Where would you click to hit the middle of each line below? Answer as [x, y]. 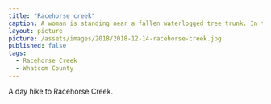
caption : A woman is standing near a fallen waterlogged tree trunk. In [133, 23]
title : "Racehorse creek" [52, 16]
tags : [17, 53]
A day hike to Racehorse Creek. [61, 91]
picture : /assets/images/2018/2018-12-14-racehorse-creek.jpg [115, 38]
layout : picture [35, 31]
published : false [38, 46]
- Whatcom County [45, 69]
